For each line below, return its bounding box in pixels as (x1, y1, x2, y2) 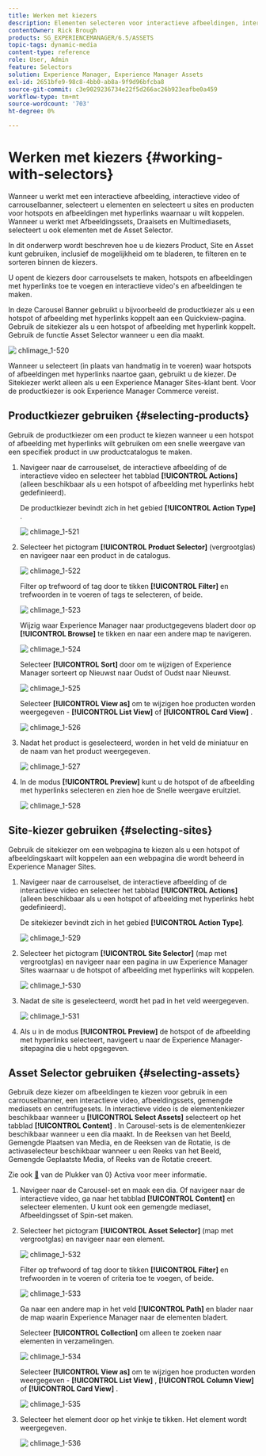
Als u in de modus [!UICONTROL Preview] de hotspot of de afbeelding (19, 1026, 251, 1036)
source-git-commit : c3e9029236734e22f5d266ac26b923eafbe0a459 (8, 85, 218, 94)
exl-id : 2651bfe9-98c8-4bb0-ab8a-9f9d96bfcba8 (8, 78, 165, 86)
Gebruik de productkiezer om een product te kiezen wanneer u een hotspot (8, 430, 254, 440)
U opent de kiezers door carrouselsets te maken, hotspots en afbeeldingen (8, 273, 253, 282)
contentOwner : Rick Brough (8, 26, 97, 34)
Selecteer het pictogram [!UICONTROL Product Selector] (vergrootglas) (19, 542, 256, 552)
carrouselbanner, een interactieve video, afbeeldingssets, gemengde (8, 1095, 234, 1106)
